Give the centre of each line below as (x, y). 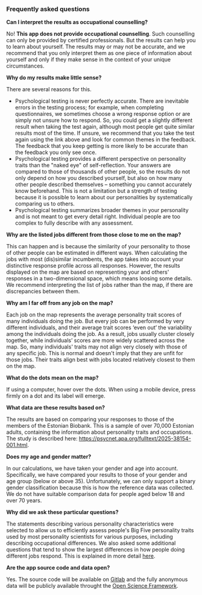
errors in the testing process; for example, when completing (89, 108)
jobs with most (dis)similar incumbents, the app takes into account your (95, 259)
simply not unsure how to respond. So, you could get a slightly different (104, 120)
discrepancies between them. (43, 291)
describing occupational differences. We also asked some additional (91, 543)
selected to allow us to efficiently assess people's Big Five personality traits (100, 530)
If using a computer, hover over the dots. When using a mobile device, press (101, 390)
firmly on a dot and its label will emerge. (56, 396)
